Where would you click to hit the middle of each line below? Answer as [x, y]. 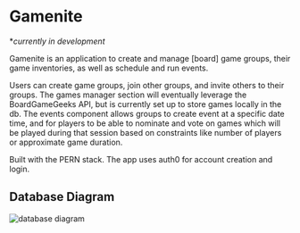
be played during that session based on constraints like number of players [146, 132]
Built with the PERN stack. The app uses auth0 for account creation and [141, 159]
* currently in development [57, 41]
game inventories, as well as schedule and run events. [109, 68]
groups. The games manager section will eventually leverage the [128, 95]
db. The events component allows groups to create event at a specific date [147, 113]
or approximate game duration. [66, 142]
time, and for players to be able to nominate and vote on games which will [145, 123]
